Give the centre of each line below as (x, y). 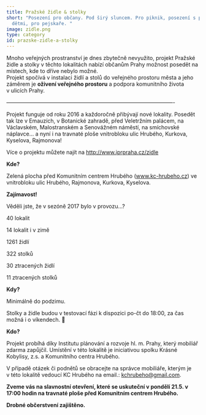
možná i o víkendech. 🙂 (36, 320)
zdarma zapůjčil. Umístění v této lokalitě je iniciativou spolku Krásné (92, 350)
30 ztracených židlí (31, 265)
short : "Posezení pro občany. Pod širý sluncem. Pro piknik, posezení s (101, 18)
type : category (26, 35)
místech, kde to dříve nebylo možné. (52, 71)
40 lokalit (18, 218)
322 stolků (20, 254)
